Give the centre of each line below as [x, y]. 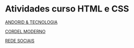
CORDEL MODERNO [25, 31]
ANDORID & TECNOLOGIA [31, 22]
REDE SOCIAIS [20, 41]
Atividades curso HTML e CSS [67, 9]
